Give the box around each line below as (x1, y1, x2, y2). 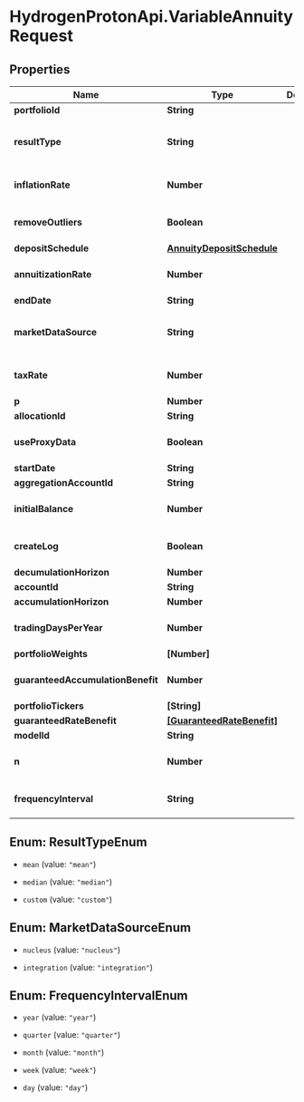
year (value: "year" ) (22, 1012, 97, 1023)
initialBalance (14, 503, 74, 515)
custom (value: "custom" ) (22, 894, 113, 904)
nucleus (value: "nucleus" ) (22, 944, 120, 955)
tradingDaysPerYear (14, 622, 103, 633)
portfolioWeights (14, 648, 89, 660)
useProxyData (14, 436, 77, 448)
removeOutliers (14, 216, 83, 228)
